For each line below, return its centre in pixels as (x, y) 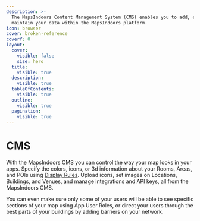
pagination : (26, 111)
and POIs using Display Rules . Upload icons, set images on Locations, (92, 175)
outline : (22, 100)
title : (20, 67)
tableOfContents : (33, 89)
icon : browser (24, 28)
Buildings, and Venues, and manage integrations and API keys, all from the (97, 181)
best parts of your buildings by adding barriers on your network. (85, 212)
